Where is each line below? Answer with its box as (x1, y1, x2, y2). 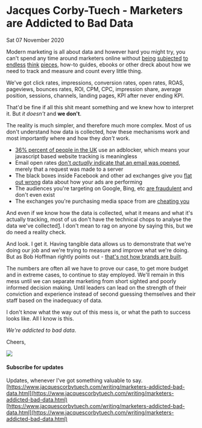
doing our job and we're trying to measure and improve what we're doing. (6, 246, 189, 254)
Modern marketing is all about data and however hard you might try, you (6, 48, 186, 55)
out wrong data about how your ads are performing (14, 178, 143, 185)
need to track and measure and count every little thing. (6, 67, 143, 74)
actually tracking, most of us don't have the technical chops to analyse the (6, 216, 192, 223)
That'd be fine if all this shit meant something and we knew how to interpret (6, 103, 194, 110)
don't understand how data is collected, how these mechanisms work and (6, 128, 190, 135)
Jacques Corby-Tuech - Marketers (6, 4, 183, 18)
